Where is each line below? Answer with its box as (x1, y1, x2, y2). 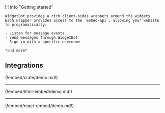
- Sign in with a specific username (5, 39, 80, 44)
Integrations (5, 61, 43, 70)
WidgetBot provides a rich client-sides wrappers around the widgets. (5, 14, 153, 19)
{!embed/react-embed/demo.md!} (5, 103, 74, 109)
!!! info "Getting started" (5, 4, 54, 10)
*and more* (5, 48, 27, 53)
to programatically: (5, 22, 48, 27)
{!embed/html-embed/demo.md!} (5, 88, 73, 94)
